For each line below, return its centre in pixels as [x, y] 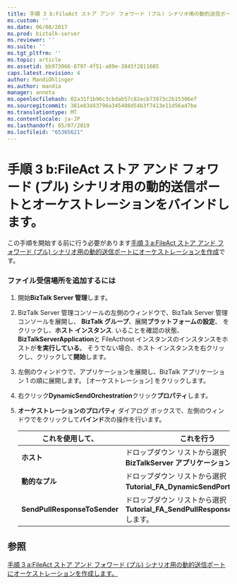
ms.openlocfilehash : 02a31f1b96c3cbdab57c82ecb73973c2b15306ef [102, 100]
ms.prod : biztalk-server [44, 34]
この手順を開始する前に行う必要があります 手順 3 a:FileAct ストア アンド [112, 243]
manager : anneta [31, 93]
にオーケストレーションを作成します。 [63, 573]
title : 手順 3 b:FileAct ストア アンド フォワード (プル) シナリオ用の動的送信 [114, 14]
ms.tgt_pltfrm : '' [34, 54]
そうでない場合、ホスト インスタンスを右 [147, 347]
